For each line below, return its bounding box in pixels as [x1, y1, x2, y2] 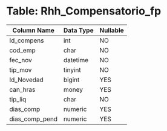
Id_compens [9, 36, 44, 45]
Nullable [99, 26, 124, 34]
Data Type [63, 26, 94, 34]
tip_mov [9, 65, 32, 74]
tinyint [63, 65, 82, 74]
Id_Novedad [9, 75, 44, 84]
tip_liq [9, 95, 27, 103]
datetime [63, 56, 89, 64]
